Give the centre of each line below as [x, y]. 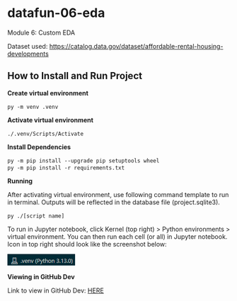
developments [28, 54]
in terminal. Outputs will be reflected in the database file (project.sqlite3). [114, 202]
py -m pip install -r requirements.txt [66, 167]
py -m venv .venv [33, 107]
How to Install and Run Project [75, 76]
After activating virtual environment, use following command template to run [118, 194]
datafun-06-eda [56, 13]
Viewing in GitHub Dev [41, 276]
